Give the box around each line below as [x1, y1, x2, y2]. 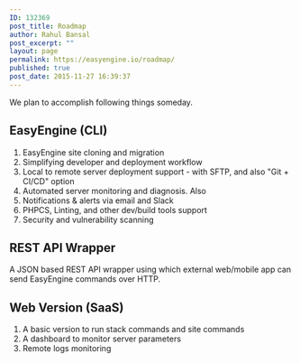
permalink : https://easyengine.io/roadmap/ [9, 55, 176, 64]
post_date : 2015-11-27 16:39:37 [9, 72, 131, 81]
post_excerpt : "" [9, 38, 75, 48]
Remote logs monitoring [22, 343, 112, 354]
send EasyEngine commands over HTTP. [9, 274, 160, 284]
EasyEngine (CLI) [9, 123, 108, 138]
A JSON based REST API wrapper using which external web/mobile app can [9, 264, 291, 275]
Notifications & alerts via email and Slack [22, 195, 174, 206]
